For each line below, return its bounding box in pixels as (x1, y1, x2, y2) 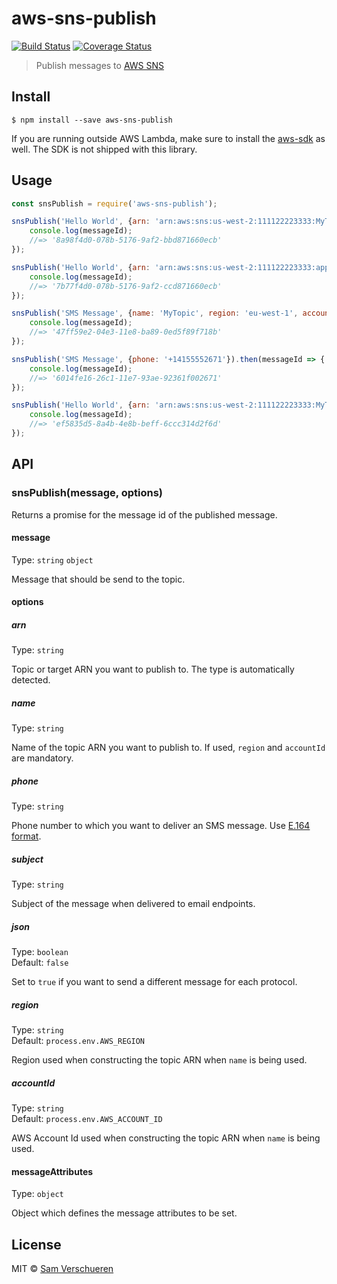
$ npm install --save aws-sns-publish (11, 115, 173, 125)
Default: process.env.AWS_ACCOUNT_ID (11, 1113, 163, 1125)
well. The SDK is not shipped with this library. (11, 143, 198, 155)
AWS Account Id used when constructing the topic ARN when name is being (11, 1132, 321, 1144)
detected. (11, 674, 51, 686)
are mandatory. (11, 752, 74, 764)
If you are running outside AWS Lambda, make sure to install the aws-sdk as (11, 132, 326, 144)
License (11, 1236, 62, 1253)
